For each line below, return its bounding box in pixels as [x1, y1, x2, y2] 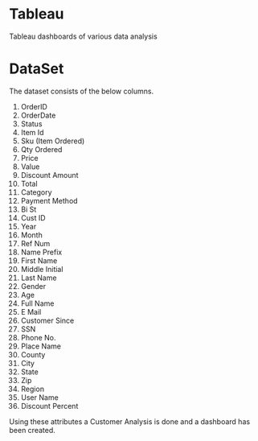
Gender [20, 281, 47, 291]
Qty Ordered [20, 144, 63, 154]
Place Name [20, 341, 61, 351]
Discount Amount [20, 170, 79, 179]
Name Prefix [20, 247, 63, 257]
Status [20, 118, 43, 129]
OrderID [20, 101, 47, 111]
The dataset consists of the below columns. [9, 86, 154, 96]
